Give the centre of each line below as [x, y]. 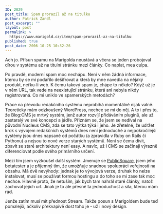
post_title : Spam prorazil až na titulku [48, 14]
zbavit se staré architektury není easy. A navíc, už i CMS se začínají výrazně [81, 146]
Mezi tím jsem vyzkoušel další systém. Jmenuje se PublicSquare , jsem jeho [80, 160]
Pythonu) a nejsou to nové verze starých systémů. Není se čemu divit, [75, 141]
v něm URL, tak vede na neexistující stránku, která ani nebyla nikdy [72, 90]
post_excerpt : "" [23, 23]
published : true [21, 41]
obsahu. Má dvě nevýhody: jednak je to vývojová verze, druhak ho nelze [78, 171]
